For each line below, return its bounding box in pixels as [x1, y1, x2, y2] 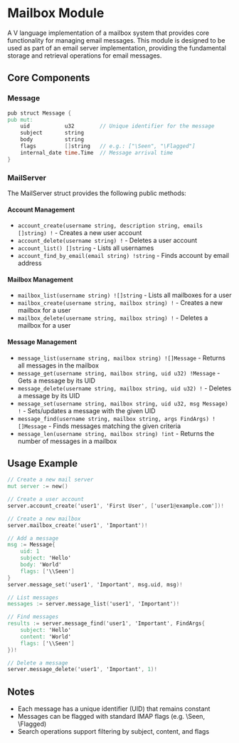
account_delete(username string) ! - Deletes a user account [17, 237, 198, 245]
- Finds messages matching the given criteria [48, 422, 181, 430]
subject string [20, 130, 84, 137]
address [17, 259, 42, 268]
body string [20, 136, 84, 143]
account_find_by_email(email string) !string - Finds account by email [17, 251, 230, 260]
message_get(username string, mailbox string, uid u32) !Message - [17, 368, 221, 377]
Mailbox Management [7, 275, 73, 284]
